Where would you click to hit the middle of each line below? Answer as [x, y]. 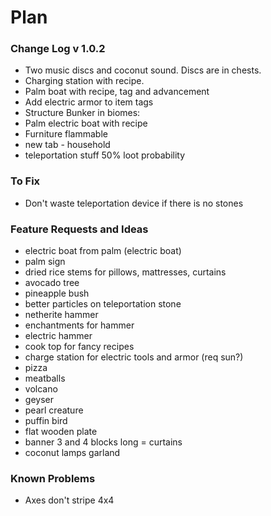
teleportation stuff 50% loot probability [105, 155]
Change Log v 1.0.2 [58, 49]
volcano [41, 389]
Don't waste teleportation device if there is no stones [134, 203]
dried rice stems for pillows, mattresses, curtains [125, 272]
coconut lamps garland [72, 453]
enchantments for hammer [79, 325]
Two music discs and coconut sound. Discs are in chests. [143, 70]
